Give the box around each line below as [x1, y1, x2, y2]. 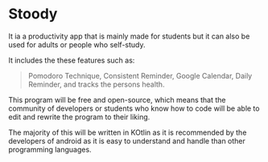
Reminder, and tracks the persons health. [27, 79, 165, 89]
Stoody [8, 5, 58, 23]
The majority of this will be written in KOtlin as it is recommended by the [8, 128, 247, 137]
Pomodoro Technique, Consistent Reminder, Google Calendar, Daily [27, 71, 253, 80]
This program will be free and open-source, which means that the [8, 95, 227, 104]
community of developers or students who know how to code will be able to [8, 103, 260, 113]
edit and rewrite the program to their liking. [8, 111, 150, 121]
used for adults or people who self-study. [8, 39, 146, 49]
